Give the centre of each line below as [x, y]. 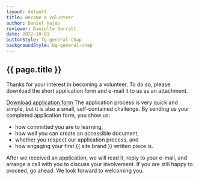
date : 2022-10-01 [28, 34]
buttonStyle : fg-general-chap [44, 40]
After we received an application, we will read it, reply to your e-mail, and [97, 158]
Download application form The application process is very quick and [92, 102]
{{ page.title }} [34, 70]
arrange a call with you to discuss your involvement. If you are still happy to [100, 164]
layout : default [26, 12]
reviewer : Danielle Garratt [41, 29]
